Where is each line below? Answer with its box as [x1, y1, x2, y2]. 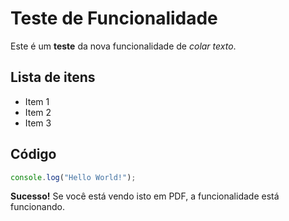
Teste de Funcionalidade [10, 7, 218, 30]
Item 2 [24, 106, 52, 118]
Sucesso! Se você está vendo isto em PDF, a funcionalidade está [10, 190, 280, 202]
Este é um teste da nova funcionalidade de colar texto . [10, 40, 237, 52]
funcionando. [10, 201, 65, 213]
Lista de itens [10, 69, 96, 86]
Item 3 [24, 117, 52, 129]
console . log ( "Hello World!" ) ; [10, 172, 137, 182]
